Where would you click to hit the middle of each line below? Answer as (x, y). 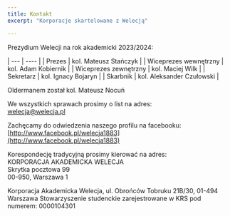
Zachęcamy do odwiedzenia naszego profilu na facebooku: (94, 125)
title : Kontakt (30, 14)
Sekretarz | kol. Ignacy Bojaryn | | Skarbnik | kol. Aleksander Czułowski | (113, 76)
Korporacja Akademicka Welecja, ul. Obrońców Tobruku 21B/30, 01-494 (113, 190)
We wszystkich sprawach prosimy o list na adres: (80, 103)
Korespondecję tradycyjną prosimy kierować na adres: (87, 154)
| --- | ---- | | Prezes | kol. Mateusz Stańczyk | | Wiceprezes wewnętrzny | (116, 61)
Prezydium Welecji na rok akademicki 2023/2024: (80, 47)
